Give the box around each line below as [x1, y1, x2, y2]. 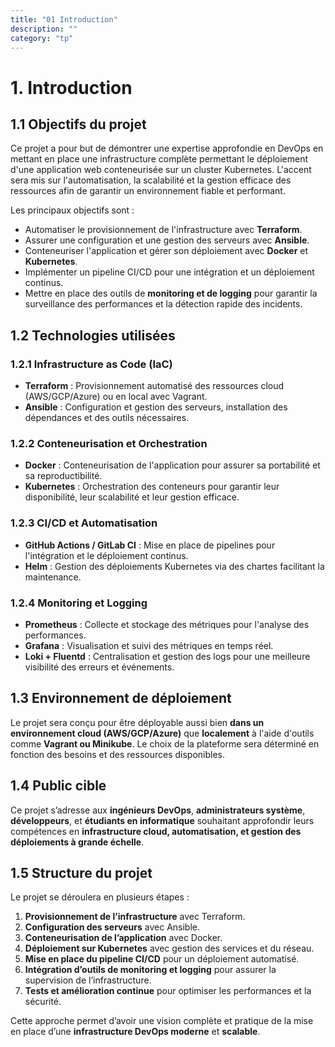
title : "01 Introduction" [10, 14, 118, 25]
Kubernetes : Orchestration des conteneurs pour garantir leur [24, 481, 280, 493]
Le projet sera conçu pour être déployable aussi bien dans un [10, 716, 265, 728]
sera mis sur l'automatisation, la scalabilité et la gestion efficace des [10, 174, 292, 186]
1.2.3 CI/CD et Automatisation [10, 516, 158, 530]
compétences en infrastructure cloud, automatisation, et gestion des [10, 825, 302, 837]
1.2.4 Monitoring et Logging [10, 596, 148, 610]
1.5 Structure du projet [10, 864, 153, 881]
